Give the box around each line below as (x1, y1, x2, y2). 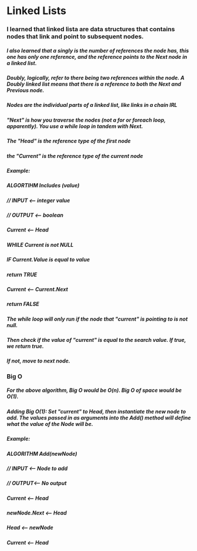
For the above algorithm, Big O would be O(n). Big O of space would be (6, 387, 182, 394)
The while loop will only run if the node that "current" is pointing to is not (6, 315, 188, 322)
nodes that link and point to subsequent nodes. (6, 32, 144, 41)
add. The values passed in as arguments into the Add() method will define (6, 414, 191, 421)
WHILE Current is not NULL (6, 241, 74, 248)
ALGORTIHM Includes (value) (6, 182, 80, 189)
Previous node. (6, 87, 45, 94)
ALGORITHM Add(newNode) (6, 450, 77, 457)
